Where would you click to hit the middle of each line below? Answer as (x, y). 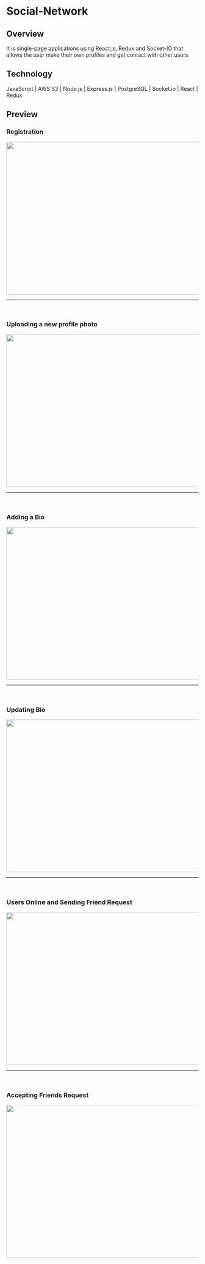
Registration (25, 132)
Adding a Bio (25, 517)
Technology (30, 74)
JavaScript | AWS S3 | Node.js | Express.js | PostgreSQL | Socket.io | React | (102, 88)
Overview (25, 34)
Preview (22, 114)
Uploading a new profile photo (52, 325)
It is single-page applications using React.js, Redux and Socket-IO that (95, 48)
